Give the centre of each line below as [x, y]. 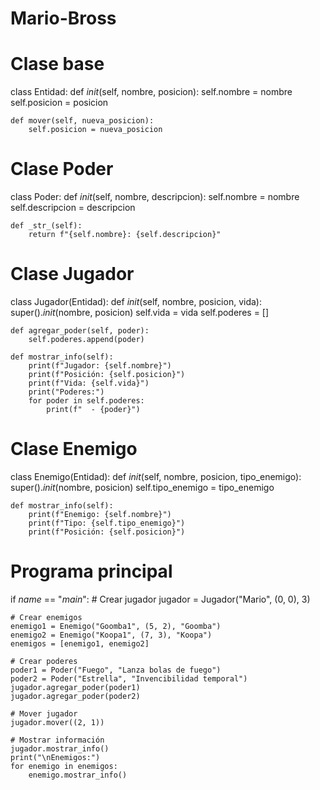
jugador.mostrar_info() [60, 748]
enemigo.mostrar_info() [78, 775]
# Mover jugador [44, 713]
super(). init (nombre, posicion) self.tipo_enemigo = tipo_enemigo [142, 487]
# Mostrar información [57, 740]
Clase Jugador [72, 274]
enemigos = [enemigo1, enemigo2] [80, 643]
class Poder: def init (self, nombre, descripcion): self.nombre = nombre [155, 197]
